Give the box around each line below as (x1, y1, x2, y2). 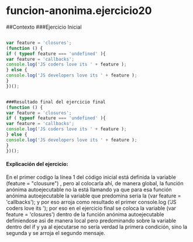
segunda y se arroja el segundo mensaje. (6, 229, 105, 236)
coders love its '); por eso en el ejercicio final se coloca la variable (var (6, 205, 177, 212)
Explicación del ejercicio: (6, 161, 68, 168)
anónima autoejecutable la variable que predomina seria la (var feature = (6, 192, 181, 199)
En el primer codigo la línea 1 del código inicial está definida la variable (6, 174, 177, 181)
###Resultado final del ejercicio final (6, 99, 106, 105)
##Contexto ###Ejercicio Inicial (6, 23, 82, 30)
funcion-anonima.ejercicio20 (6, 4, 152, 18)
